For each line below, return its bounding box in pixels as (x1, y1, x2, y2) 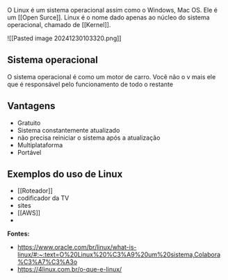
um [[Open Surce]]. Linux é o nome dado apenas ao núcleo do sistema (7, 13, 210, 22)
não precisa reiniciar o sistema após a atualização (17, 133, 161, 142)
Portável (17, 148, 42, 156)
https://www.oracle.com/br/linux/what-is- (17, 243, 137, 252)
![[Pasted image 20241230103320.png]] (7, 34, 122, 42)
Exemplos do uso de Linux (7, 168, 123, 180)
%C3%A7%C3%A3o (17, 258, 78, 266)
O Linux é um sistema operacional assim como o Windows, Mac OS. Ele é (7, 6, 218, 14)
